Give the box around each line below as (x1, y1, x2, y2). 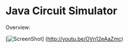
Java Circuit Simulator (5, 4, 118, 18)
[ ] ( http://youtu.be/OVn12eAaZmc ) (5, 35, 124, 42)
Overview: (5, 24, 31, 31)
